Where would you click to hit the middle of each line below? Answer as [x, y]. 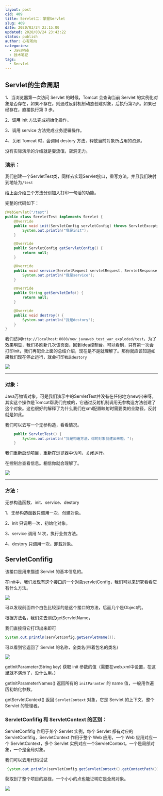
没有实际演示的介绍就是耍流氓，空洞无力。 [48, 151]
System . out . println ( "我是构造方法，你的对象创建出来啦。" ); [78, 439]
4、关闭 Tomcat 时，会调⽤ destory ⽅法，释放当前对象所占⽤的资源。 [75, 140]
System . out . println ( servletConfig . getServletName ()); [61, 638]
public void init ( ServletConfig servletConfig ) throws [70, 226]
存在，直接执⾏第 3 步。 [33, 110]
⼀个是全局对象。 [30, 749]
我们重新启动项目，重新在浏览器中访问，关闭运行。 [56, 453]
